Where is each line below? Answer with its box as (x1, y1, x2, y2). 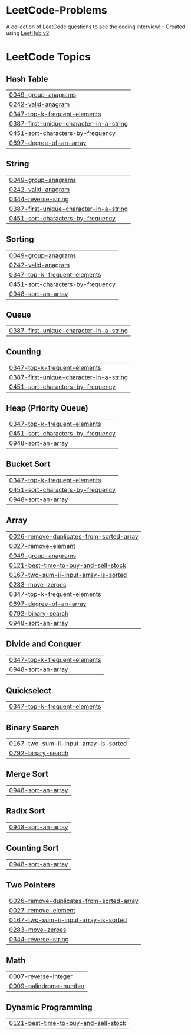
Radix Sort (6, 806, 45, 816)
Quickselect (6, 685, 52, 696)
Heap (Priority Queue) (6, 403, 88, 413)
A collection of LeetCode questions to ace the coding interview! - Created (6, 23, 186, 30)
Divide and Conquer (6, 639, 81, 649)
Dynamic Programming (6, 1002, 93, 1012)
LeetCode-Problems (6, 4, 107, 17)
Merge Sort (6, 769, 49, 779)
